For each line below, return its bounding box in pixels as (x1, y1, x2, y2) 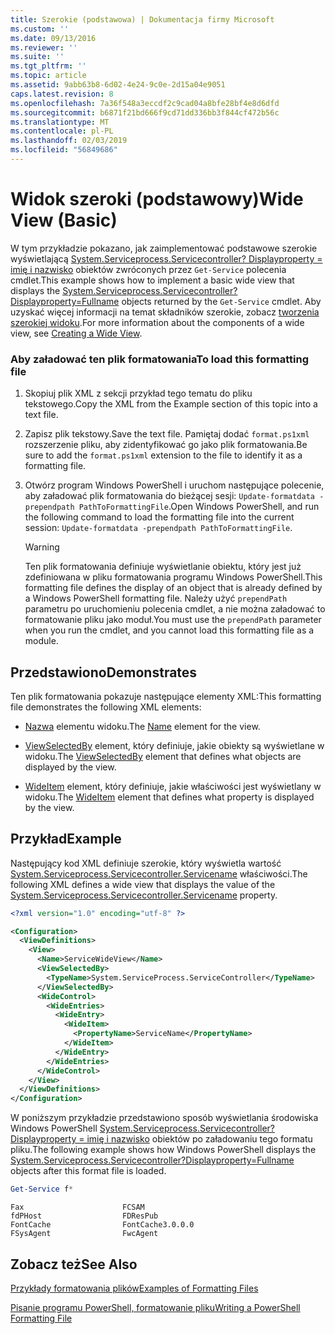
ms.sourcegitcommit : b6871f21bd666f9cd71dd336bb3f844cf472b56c (10, 107, 280, 118)
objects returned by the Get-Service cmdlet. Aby (121, 295, 322, 307)
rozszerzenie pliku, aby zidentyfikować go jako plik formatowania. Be (24, 439, 308, 451)
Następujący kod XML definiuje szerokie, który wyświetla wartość (10, 857, 282, 869)
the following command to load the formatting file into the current (24, 511, 295, 523)
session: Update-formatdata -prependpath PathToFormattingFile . (24, 522, 293, 534)
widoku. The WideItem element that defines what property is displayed (24, 791, 315, 803)
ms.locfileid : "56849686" (10, 145, 118, 155)
